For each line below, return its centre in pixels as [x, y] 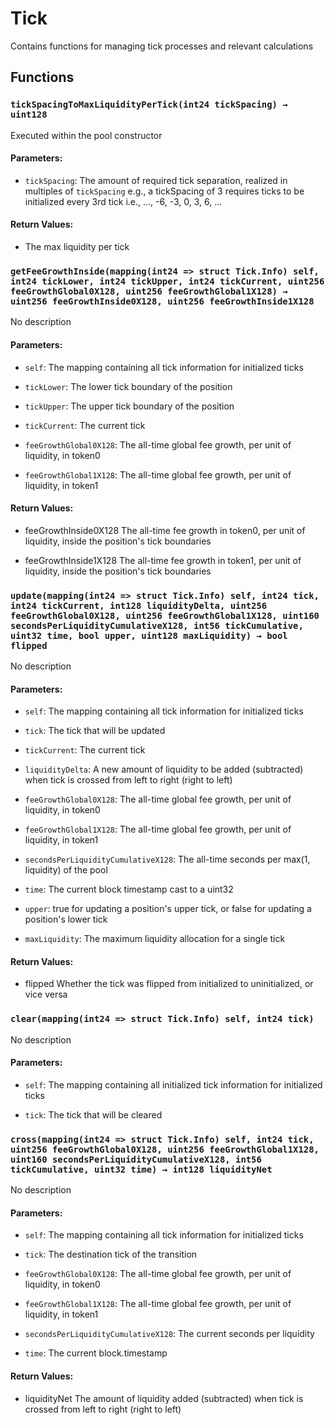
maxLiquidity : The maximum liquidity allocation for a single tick [155, 939]
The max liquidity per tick [77, 247]
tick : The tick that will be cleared [93, 1114]
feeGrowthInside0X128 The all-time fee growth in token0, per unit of [165, 530]
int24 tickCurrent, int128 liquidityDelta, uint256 [139, 605]
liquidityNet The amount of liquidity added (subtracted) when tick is [164, 1398]
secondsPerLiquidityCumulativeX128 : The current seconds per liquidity [169, 1334]
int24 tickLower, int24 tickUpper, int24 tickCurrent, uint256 [167, 281]
